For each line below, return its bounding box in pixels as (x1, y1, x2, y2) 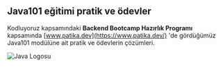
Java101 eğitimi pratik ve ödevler (7, 6, 151, 17)
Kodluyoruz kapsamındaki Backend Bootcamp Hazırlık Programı (7, 23, 193, 32)
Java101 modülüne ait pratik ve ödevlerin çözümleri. (7, 38, 155, 47)
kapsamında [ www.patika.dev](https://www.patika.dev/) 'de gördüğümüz (7, 31, 217, 39)
